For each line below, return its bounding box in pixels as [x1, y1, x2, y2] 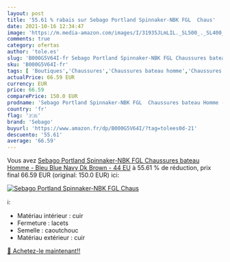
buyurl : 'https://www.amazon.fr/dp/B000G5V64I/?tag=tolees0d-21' [7, 125, 197, 132]
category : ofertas [7, 42, 60, 49]
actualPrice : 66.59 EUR [7, 73, 75, 81]
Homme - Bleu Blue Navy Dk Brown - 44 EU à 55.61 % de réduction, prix [7, 164, 212, 172]
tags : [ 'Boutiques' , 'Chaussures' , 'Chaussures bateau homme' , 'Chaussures [7, 67, 222, 74]
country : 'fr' [7, 106, 48, 112]
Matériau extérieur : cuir [16, 234, 86, 242]
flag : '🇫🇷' [7, 112, 41, 119]
